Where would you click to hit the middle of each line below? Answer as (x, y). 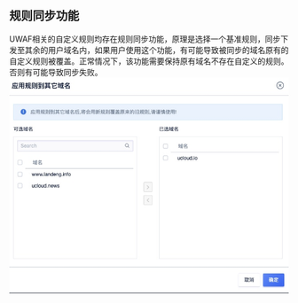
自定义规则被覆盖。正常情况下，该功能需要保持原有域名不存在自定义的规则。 (149, 61)
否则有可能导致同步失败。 (56, 72)
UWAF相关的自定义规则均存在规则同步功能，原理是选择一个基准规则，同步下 (149, 39)
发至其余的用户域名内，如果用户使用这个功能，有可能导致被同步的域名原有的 (149, 50)
